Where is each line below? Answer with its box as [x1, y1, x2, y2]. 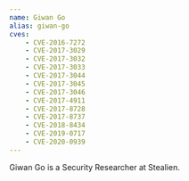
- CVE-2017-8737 [25, 112, 86, 121]
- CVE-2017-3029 [25, 46, 86, 55]
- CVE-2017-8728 [25, 104, 86, 113]
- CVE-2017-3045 [25, 79, 86, 88]
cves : [9, 29, 29, 38]
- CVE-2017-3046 [25, 87, 86, 96]
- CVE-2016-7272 [25, 37, 86, 47]
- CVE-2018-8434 [25, 121, 86, 130]
